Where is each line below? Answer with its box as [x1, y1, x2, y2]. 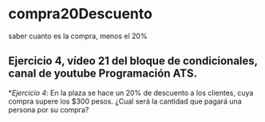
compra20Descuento [8, 5, 153, 23]
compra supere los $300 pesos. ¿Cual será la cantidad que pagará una [8, 96, 242, 106]
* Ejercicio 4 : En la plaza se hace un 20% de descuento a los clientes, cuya [8, 88, 254, 97]
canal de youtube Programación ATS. [8, 67, 198, 81]
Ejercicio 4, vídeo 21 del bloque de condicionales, [8, 54, 258, 68]
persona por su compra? [8, 104, 89, 114]
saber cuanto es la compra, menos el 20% [8, 31, 148, 41]
